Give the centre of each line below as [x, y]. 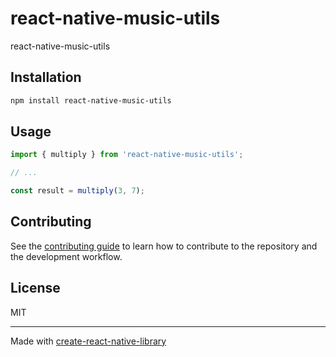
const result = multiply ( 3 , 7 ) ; [77, 191]
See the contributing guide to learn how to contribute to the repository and [164, 246]
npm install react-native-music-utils [91, 100]
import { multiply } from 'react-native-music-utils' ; [127, 155]
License [35, 288]
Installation [46, 77]
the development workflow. [66, 256]
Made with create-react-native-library [88, 341]
